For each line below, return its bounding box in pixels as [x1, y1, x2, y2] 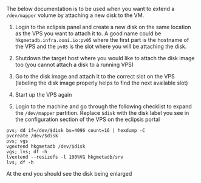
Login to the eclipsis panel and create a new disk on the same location [15, 24, 191, 30]
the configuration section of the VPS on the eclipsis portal [15, 116, 160, 123]
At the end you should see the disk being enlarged [6, 170, 132, 177]
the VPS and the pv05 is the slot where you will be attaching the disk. [15, 43, 187, 50]
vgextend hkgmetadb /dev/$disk [6, 143, 86, 150]
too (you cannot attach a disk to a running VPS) [15, 61, 134, 68]
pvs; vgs [6, 138, 29, 144]
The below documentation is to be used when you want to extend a [6, 5, 175, 12]
